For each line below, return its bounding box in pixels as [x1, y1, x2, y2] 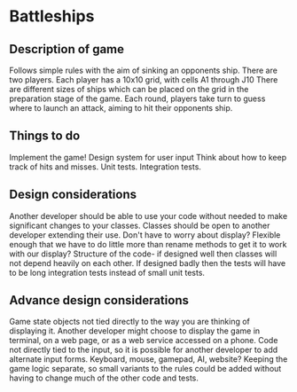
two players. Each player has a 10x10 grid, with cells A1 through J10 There [9, 74, 278, 85]
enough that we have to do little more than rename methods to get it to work [9, 239, 287, 249]
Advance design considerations [9, 293, 189, 308]
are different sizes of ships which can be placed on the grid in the [9, 84, 249, 94]
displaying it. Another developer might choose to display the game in [9, 325, 261, 336]
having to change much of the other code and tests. [9, 372, 199, 383]
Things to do [9, 129, 81, 144]
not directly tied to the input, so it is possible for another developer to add [9, 344, 278, 356]
